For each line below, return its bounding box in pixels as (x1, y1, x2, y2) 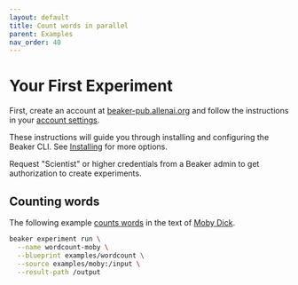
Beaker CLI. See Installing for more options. (9, 141, 169, 152)
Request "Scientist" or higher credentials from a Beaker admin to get (9, 159, 260, 170)
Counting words (9, 194, 100, 209)
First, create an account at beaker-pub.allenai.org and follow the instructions (9, 106, 289, 116)
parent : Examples (9, 29, 74, 38)
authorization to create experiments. (9, 168, 142, 178)
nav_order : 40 (9, 37, 62, 47)
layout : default (9, 12, 69, 22)
